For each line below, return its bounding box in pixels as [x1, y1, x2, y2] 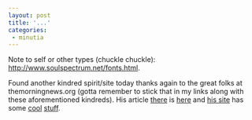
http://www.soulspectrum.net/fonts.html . [8, 64, 140, 73]
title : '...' [8, 19, 51, 27]
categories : [8, 26, 47, 34]
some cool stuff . [8, 104, 61, 113]
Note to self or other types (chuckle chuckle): [8, 55, 156, 64]
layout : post [8, 11, 51, 20]
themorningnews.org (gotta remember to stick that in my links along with [8, 87, 244, 96]
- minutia [11, 33, 44, 42]
